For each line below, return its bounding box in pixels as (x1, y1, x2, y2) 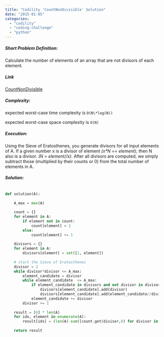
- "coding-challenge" (9, 25, 54, 30)
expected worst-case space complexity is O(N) (5, 119, 99, 125)
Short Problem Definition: (5, 45, 58, 51)
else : (22, 228, 34, 233)
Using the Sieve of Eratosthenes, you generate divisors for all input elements (5, 143, 159, 148)
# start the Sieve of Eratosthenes (14, 260, 86, 265)
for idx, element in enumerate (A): (14, 314, 86, 319)
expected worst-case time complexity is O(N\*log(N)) (5, 110, 113, 116)
